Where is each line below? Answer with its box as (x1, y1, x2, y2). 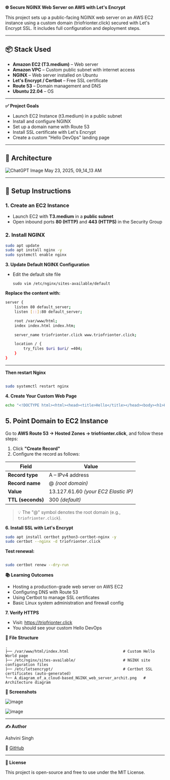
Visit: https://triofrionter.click (12, 619, 72, 625)
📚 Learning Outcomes (5, 572, 54, 578)
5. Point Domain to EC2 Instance (5, 417, 109, 425)
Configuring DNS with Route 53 (12, 589, 78, 595)
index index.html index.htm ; (14, 323, 76, 328)
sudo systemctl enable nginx (5, 252, 67, 257)
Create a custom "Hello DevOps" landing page (12, 134, 110, 140)
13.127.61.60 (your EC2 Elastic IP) (49, 488, 133, 495)
